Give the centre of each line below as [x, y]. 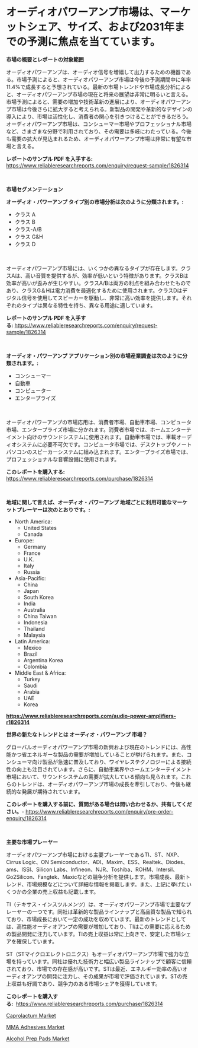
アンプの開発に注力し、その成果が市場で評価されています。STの [104, 976]
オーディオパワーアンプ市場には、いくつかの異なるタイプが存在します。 [94, 268]
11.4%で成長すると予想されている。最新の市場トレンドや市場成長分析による [98, 87]
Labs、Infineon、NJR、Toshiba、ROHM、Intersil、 [116, 869]
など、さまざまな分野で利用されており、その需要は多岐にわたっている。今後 [99, 131]
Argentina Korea [43, 660]
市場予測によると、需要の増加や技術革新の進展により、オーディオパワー [94, 101]
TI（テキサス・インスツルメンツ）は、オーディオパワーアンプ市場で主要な [96, 904]
